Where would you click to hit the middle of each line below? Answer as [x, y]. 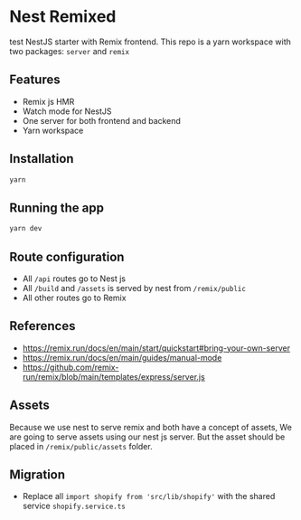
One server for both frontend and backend [101, 120]
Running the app [56, 208]
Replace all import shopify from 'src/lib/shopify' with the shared [149, 496]
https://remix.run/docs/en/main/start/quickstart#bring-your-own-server [156, 348]
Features [35, 80]
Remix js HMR [48, 101]
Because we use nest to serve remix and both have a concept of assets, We [150, 427]
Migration [38, 474]
